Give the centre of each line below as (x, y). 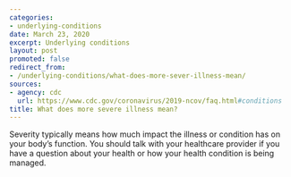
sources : (26, 84)
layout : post (34, 51)
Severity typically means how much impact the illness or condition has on (145, 134)
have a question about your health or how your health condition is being (142, 154)
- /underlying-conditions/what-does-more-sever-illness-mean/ (128, 76)
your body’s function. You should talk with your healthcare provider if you (145, 144)
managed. (28, 163)
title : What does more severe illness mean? (94, 109)
